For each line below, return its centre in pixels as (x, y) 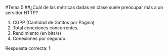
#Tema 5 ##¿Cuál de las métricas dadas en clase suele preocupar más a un (84, 7)
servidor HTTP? (22, 13)
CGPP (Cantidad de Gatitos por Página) (53, 22)
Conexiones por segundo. (39, 38)
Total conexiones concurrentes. (46, 28)
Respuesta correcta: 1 (28, 48)
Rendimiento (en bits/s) (37, 33)
